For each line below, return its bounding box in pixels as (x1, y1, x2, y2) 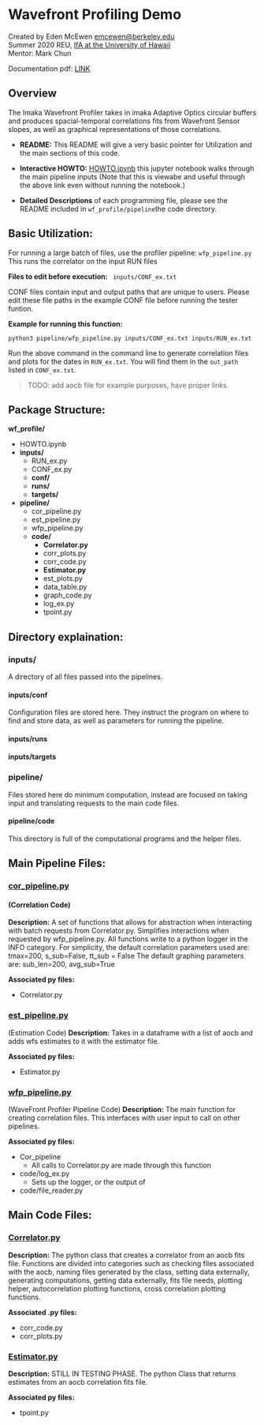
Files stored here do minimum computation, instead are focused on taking (8, 790, 248, 799)
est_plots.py (43, 574, 83, 583)
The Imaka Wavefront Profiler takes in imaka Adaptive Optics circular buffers (8, 107, 257, 117)
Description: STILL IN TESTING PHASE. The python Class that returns (8, 1369, 236, 1378)
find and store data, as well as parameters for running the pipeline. (8, 716, 225, 726)
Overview (8, 87, 58, 100)
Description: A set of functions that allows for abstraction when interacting (8, 918, 252, 927)
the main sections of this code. (19, 148, 121, 157)
